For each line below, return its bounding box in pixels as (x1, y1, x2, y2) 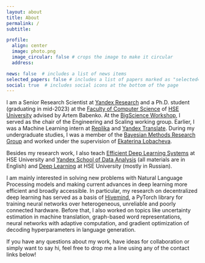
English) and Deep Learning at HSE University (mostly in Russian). (6, 162, 173, 170)
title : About (6, 15, 40, 21)
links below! (6, 251, 37, 258)
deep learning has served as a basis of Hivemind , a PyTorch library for (6, 193, 183, 201)
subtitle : (6, 26, 32, 32)
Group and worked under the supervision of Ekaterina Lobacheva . (6, 138, 173, 145)
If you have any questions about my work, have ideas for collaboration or (6, 238, 190, 245)
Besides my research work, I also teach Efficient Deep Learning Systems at (6, 150, 195, 157)
